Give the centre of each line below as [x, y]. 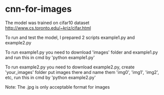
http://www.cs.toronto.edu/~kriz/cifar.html [48, 28]
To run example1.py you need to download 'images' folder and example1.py [82, 52]
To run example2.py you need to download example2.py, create [70, 67]
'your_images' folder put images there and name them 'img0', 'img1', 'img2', [82, 72]
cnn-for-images [39, 9]
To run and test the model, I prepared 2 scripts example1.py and [70, 37]
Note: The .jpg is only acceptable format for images [58, 87]
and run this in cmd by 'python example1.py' [50, 57]
